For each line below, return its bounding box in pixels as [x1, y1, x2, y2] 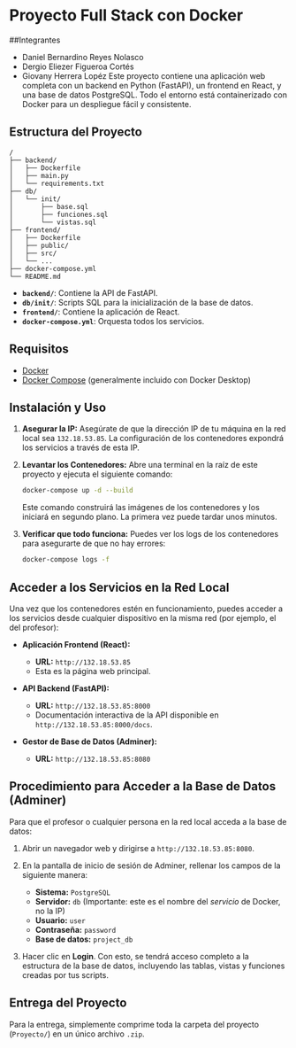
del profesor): [9, 622, 59, 633]
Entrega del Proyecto [9, 996, 127, 1011]
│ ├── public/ [9, 241, 69, 250]
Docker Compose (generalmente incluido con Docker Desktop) [21, 374, 252, 385]
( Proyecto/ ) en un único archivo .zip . [9, 1029, 145, 1039]
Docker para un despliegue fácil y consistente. [21, 98, 192, 109]
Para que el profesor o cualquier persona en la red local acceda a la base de [9, 816, 287, 827]
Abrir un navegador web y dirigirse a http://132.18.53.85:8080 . [21, 842, 254, 853]
